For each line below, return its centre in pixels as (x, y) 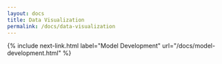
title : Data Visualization (46, 20)
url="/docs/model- (189, 46)
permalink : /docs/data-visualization (61, 26)
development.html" (34, 53)
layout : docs (26, 13)
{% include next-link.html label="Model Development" (84, 46)
